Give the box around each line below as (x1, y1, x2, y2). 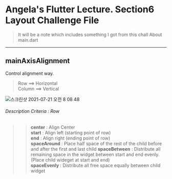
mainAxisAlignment (5, 56, 70, 65)
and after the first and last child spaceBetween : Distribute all (30, 146, 161, 152)
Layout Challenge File (5, 14, 99, 26)
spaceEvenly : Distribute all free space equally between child (30, 162, 161, 168)
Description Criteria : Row (5, 108, 60, 114)
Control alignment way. (5, 70, 54, 76)
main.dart (17, 37, 38, 43)
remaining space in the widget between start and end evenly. (30, 151, 160, 157)
